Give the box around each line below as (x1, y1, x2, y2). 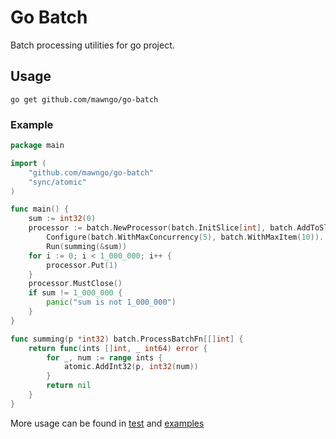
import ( (10, 158, 47, 168)
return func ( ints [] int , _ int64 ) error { (28, 343, 208, 353)
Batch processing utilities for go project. (10, 39, 175, 51)
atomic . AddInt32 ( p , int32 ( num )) (63, 362, 199, 372)
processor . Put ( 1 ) (46, 260, 118, 270)
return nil (46, 381, 92, 391)
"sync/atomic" (28, 177, 87, 187)
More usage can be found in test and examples (10, 417, 205, 429)
